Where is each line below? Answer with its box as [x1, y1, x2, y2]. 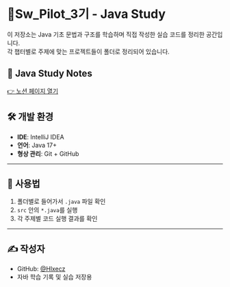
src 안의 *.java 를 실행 [16, 206, 78, 214]
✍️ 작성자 [7, 243, 45, 255]
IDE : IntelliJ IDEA [16, 133, 64, 141]
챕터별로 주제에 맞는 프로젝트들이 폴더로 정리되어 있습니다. [14, 47, 170, 56]
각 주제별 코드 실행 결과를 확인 [16, 214, 98, 223]
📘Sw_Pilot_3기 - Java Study [7, 6, 166, 22]
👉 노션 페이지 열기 [7, 87, 59, 95]
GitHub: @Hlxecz [16, 265, 66, 273]
